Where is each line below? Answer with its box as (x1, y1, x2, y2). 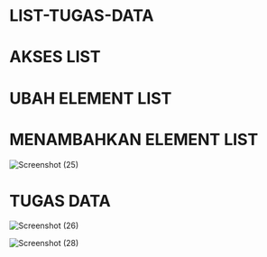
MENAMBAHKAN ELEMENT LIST (9, 129, 259, 150)
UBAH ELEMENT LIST (9, 87, 172, 108)
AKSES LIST (9, 47, 101, 68)
